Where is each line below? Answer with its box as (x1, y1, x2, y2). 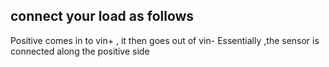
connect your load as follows (10, 8, 195, 25)
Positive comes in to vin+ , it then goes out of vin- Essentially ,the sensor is (10, 34, 320, 46)
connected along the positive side (10, 45, 150, 57)
